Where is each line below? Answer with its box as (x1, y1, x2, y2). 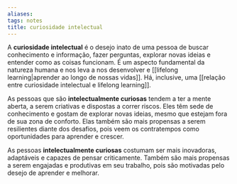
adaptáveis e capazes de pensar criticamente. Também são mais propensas (7, 153, 230, 162)
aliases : (7, 10, 33, 18)
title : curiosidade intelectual (7, 23, 103, 31)
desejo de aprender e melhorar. (7, 168, 99, 178)
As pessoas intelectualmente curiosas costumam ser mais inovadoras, (7, 146, 217, 155)
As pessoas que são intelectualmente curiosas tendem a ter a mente (7, 94, 211, 103)
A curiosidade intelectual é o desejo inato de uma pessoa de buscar (7, 43, 209, 52)
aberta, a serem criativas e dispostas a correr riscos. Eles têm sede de (7, 102, 214, 111)
